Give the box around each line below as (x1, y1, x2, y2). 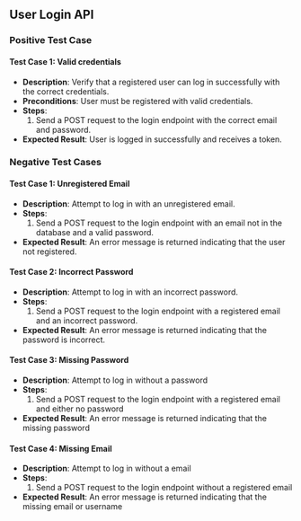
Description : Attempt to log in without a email (22, 463, 191, 474)
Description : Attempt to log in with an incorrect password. (22, 287, 239, 297)
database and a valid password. (35, 226, 155, 237)
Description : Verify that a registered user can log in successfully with (22, 76, 280, 87)
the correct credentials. (22, 85, 110, 97)
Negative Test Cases (9, 156, 102, 169)
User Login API (9, 7, 94, 22)
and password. (35, 124, 92, 135)
